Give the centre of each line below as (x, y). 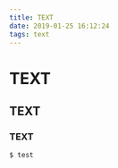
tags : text (29, 34)
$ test (21, 155)
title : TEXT (31, 17)
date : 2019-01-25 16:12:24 (59, 26)
